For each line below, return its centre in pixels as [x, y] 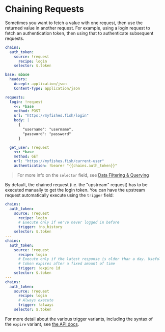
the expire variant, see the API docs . [42, 324]
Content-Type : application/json [47, 88]
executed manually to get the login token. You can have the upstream [75, 190]
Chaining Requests [45, 9]
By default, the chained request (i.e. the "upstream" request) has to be [76, 184]
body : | [22, 120]
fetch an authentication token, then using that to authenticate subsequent [79, 33]
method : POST [27, 111]
